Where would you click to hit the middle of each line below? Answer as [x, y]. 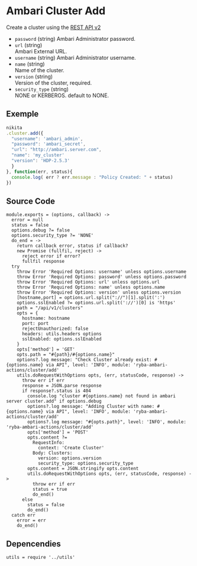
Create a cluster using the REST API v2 [54, 27]
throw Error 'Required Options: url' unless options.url [88, 282]
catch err [23, 515]
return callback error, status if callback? [72, 246]
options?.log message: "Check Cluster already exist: [84, 360]
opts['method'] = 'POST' [58, 432]
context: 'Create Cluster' [71, 448]
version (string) [34, 76]
